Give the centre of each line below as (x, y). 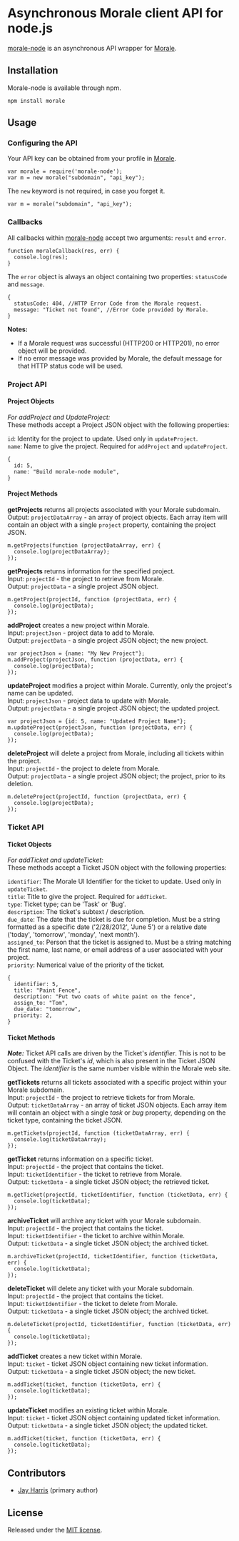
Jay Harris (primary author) (58, 1490)
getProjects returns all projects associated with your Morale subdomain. (114, 510)
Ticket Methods (31, 1038)
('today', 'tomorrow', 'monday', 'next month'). (74, 935)
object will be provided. (52, 351)
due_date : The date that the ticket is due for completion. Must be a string (114, 920)
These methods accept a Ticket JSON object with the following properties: (117, 868)
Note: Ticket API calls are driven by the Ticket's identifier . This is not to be (117, 1053)
